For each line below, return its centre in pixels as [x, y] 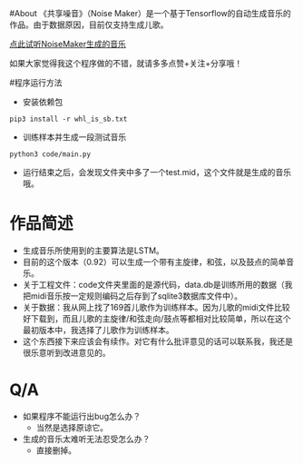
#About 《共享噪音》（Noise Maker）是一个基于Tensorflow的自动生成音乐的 [151, 13]
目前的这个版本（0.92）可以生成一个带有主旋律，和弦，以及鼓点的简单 [154, 262]
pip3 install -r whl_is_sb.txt [68, 119]
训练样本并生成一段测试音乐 [74, 137]
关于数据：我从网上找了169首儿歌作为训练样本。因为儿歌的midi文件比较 [156, 307]
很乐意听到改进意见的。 [66, 352]
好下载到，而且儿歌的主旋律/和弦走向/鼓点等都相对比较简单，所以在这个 [156, 318]
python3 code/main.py [50, 154]
